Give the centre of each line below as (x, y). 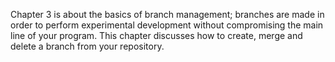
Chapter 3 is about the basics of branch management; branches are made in (167, 14)
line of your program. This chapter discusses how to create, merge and (156, 35)
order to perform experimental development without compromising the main (167, 25)
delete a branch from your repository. (87, 46)
